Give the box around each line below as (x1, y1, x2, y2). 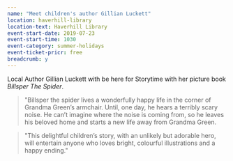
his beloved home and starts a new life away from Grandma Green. (24, 118, 217, 126)
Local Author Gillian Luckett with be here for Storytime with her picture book (7, 75, 227, 83)
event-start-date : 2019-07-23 (7, 29, 96, 37)
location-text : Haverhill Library (7, 23, 108, 30)
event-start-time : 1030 (7, 36, 77, 43)
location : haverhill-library (7, 17, 92, 24)
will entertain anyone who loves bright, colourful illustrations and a (24, 139, 216, 147)
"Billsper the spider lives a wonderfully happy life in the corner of (24, 95, 211, 104)
